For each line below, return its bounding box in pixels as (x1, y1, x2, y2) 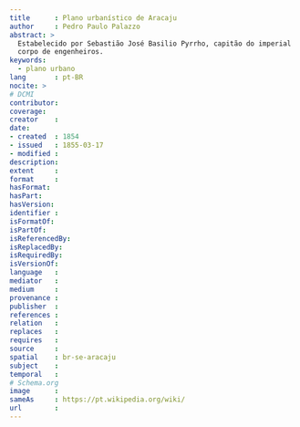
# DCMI (9, 89, 35, 99)
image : (9, 387, 59, 396)
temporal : (9, 370, 59, 379)
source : (9, 344, 59, 353)
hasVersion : (9, 200, 55, 210)
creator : (9, 115, 59, 124)
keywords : (9, 56, 47, 65)
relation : (9, 318, 59, 328)
